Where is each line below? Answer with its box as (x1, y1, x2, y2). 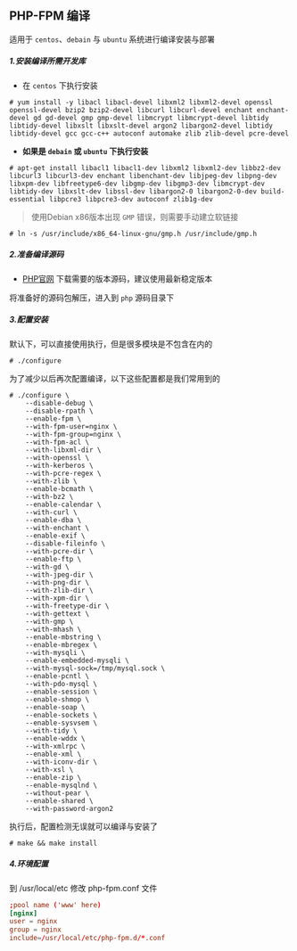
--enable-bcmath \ (25, 484, 94, 493)
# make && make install (9, 839, 98, 848)
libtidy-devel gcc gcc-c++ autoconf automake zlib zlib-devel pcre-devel (9, 128, 290, 138)
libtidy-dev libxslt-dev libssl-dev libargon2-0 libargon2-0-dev (9, 186, 257, 196)
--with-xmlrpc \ (25, 742, 87, 750)
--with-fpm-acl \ (25, 438, 90, 447)
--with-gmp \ (25, 617, 74, 626)
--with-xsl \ (25, 765, 74, 774)
